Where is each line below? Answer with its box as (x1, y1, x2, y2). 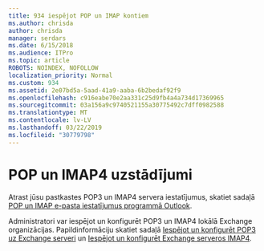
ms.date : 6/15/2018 (8, 42, 74, 50)
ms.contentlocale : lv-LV (8, 116, 91, 124)
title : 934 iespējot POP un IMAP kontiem (8, 11, 149, 20)
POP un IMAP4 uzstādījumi (8, 165, 193, 184)
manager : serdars (8, 34, 67, 43)
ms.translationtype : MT (8, 109, 88, 117)
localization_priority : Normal (8, 71, 113, 79)
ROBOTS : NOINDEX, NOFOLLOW (8, 64, 99, 72)
